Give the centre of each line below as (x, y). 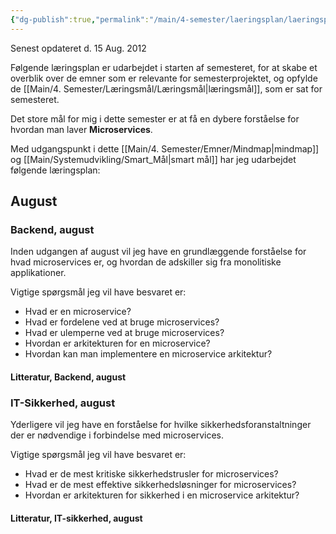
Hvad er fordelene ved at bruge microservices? (122, 322)
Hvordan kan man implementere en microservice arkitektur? (148, 354)
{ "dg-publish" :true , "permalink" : (80, 19)
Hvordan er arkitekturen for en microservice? (117, 343)
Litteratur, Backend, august (68, 377)
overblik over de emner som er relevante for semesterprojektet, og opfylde (164, 78)
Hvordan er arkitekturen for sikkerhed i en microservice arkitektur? (162, 495)
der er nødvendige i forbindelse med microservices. (117, 435)
